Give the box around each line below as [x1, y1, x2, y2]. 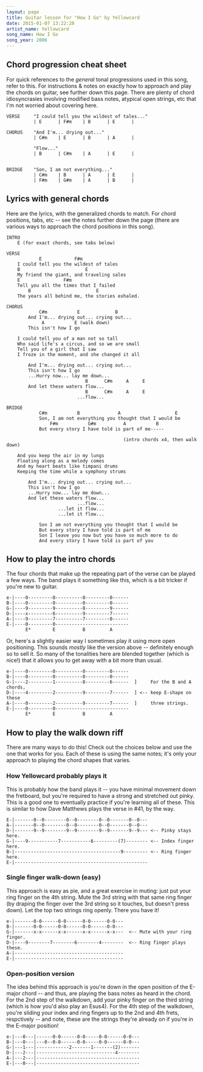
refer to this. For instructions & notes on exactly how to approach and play [6, 82, 191, 89]
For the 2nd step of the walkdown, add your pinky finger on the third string [6, 996, 193, 1003]
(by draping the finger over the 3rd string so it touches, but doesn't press [6, 900, 190, 907]
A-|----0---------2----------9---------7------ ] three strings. [6, 700, 189, 707]
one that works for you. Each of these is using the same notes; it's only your [6, 750, 197, 757]
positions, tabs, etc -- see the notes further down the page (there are [6, 216, 179, 224]
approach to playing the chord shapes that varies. [6, 757, 131, 764]
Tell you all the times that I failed [17, 282, 115, 289]
